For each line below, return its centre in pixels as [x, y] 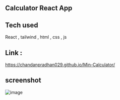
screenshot [23, 80]
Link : [14, 52]
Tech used [22, 25]
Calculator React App [39, 8]
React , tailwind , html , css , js [36, 37]
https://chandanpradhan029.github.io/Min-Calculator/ [60, 65]
